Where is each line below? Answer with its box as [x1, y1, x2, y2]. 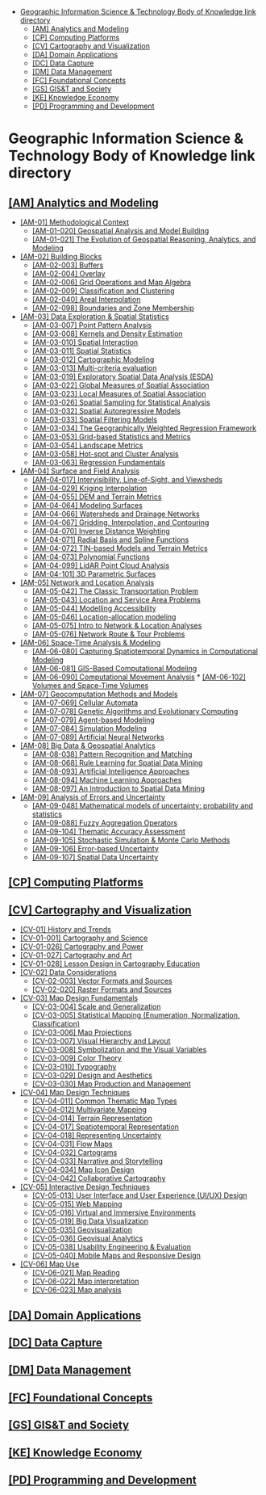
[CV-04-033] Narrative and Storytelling [31, 1157, 164, 1166]
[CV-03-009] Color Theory [31, 1053, 123, 1063]
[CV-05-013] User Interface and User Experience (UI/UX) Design [31, 1191, 247, 1200]
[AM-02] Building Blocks [19, 252, 102, 261]
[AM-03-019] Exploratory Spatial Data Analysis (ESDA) [31, 372, 214, 381]
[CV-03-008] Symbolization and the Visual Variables [31, 1045, 207, 1055]
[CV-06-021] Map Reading [31, 1268, 121, 1278]
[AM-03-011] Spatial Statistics [31, 346, 131, 355]
